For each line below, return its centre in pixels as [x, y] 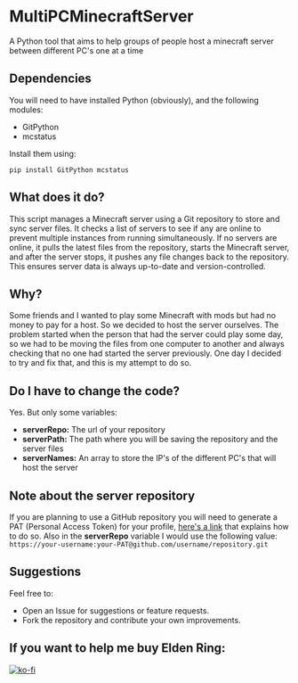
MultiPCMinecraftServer [101, 16]
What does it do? [57, 197]
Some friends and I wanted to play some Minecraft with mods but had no [143, 316]
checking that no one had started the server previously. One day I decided [145, 353]
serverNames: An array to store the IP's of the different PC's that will [149, 458]
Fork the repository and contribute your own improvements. [132, 620]
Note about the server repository [102, 495]
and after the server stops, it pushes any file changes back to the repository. [149, 257]
